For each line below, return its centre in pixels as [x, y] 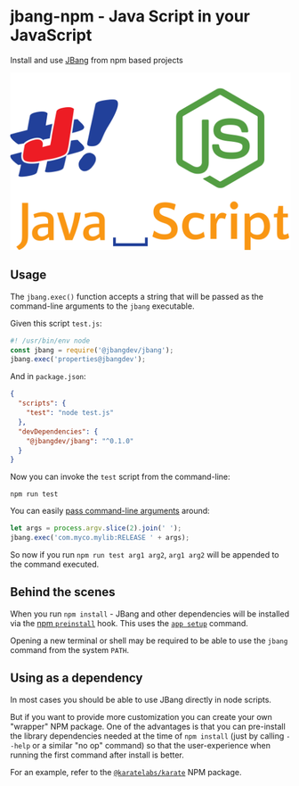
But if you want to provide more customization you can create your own [141, 716]
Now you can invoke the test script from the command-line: [120, 477]
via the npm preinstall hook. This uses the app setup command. [129, 623]
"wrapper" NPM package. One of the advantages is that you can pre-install [148, 726]
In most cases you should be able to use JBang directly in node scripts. [141, 699]
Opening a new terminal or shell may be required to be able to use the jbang [149, 641]
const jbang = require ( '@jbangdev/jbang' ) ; [92, 350]
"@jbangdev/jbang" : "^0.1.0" [80, 441]
